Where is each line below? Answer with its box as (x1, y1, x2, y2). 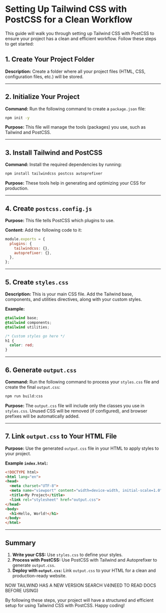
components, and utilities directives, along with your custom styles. (5, 296, 142, 302)
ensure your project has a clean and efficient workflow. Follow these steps (5, 36, 157, 42)
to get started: (5, 41, 34, 47)
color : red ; (9, 343, 35, 348)
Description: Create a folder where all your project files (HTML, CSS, (5, 68, 146, 74)
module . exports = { (5, 236, 45, 241)
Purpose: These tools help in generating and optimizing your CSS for (5, 180, 146, 186)
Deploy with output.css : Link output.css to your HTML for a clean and (12, 567, 156, 573)
